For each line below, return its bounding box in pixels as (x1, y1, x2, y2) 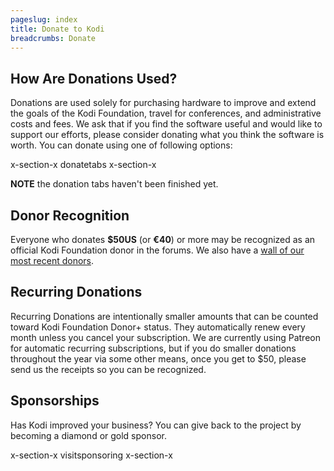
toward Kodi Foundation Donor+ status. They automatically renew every (10, 321, 306, 333)
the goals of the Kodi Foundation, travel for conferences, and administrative (10, 107, 322, 120)
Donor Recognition (10, 207, 130, 224)
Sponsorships (10, 392, 100, 410)
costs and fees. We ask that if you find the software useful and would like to (10, 118, 323, 130)
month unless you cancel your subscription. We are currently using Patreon (10, 331, 321, 343)
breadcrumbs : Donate (10, 33, 97, 43)
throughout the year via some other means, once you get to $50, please (10, 352, 307, 365)
